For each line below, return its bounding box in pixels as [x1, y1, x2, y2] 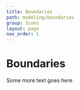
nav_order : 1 [6, 31, 39, 37]
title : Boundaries [6, 8, 53, 15]
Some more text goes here [6, 77, 73, 84]
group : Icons [6, 20, 39, 26]
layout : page [6, 25, 39, 32]
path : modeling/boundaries [6, 14, 75, 20]
